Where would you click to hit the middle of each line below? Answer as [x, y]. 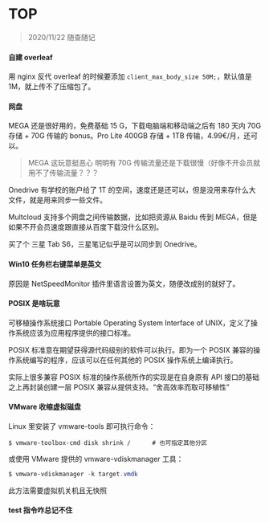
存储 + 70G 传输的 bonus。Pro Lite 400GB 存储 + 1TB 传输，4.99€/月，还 [130, 136]
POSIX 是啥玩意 [34, 304]
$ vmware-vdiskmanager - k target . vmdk [73, 474]
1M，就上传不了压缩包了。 [52, 87]
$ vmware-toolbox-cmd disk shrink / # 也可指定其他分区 [108, 442]
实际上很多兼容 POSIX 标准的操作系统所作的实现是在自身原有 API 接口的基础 [134, 377]
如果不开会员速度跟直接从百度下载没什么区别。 [86, 227]
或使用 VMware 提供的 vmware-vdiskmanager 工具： [96, 459]
